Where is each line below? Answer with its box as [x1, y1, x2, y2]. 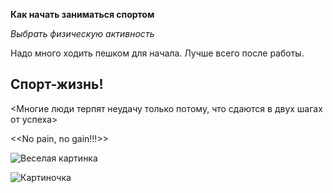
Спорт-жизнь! [10, 76, 104, 93]
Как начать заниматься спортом [10, 9, 155, 20]
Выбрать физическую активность [10, 28, 155, 39]
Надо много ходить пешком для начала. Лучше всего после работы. [10, 47, 305, 59]
